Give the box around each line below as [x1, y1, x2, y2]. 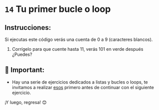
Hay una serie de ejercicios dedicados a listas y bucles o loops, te [11, 79, 148, 85]
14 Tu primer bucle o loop [4, 3, 111, 15]
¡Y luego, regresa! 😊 [4, 99, 47, 105]
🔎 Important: [4, 66, 44, 74]
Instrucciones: [4, 23, 51, 32]
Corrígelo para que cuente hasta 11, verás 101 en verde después [11, 46, 143, 52]
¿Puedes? [11, 51, 32, 57]
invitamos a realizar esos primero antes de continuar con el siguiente [11, 84, 154, 90]
